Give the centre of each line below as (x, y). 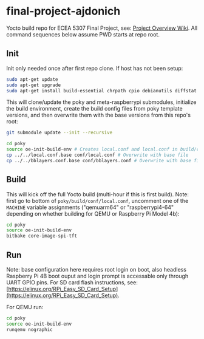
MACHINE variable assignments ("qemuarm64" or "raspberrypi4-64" (90, 207)
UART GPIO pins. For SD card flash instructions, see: (72, 282)
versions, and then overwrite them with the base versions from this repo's (99, 115)
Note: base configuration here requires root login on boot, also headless (97, 269)
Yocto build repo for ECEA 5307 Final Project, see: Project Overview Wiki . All (102, 28)
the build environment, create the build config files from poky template (95, 109)
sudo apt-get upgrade (34, 85)
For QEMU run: (25, 307)
